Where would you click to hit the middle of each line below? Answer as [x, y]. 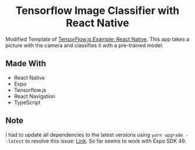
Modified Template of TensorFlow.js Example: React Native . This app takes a [97, 39]
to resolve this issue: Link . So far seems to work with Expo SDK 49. [106, 141]
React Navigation [34, 96]
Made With [26, 64]
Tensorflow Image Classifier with [97, 11]
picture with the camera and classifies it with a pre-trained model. [85, 45]
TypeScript [27, 102]
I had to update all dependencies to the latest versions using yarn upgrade [94, 134]
